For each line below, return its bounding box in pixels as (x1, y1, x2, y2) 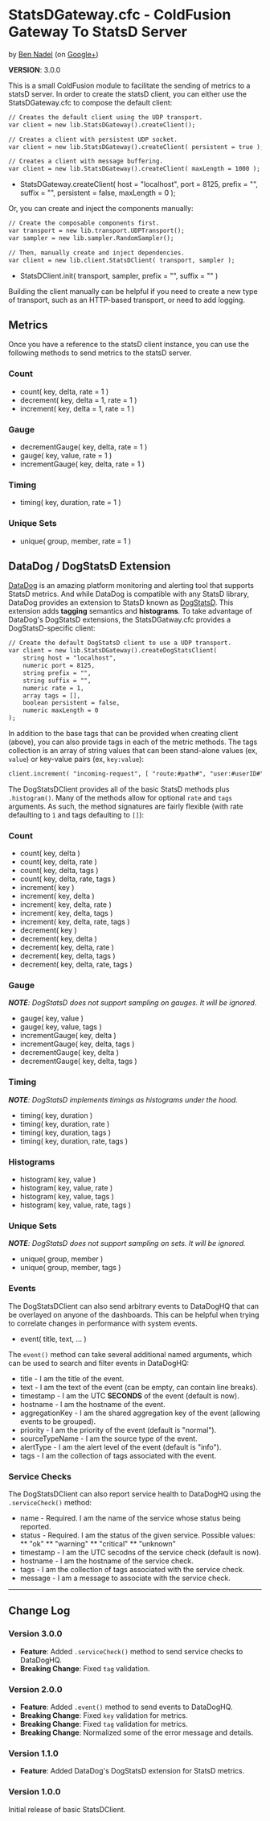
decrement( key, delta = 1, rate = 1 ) (19, 395, 137, 404)
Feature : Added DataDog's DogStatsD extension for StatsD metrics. (19, 1766, 245, 1776)
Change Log (8, 1604, 71, 1618)
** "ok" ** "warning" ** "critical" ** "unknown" (19, 1538, 177, 1548)
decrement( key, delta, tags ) (19, 951, 116, 961)
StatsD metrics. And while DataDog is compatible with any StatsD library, (8, 590, 250, 599)
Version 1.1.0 (8, 1748, 59, 1759)
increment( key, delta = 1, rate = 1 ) (19, 404, 135, 413)
